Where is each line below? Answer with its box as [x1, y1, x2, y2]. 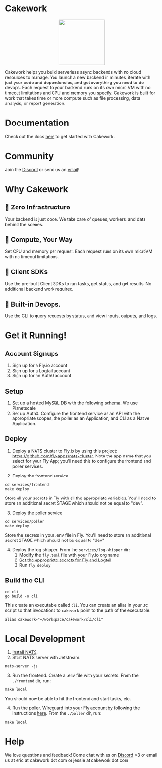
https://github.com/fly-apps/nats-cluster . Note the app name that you [12, 453, 152, 459]
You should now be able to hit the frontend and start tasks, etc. [5, 695, 131, 701]
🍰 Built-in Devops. [5, 300, 61, 308]
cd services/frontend [5, 482, 49, 487]
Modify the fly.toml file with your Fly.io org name [19, 552, 119, 558]
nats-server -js [5, 664, 38, 669]
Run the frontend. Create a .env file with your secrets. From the [12, 672, 139, 678]
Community [5, 151, 54, 162]
